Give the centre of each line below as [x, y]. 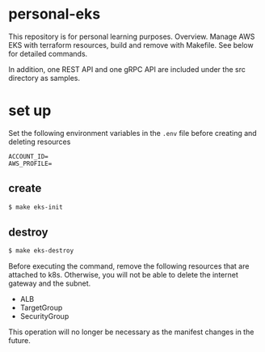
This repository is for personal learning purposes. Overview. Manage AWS [132, 36]
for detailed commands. [48, 53]
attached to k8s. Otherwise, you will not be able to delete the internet [123, 275]
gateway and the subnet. [50, 283]
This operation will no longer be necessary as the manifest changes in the [131, 332]
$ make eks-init [36, 207]
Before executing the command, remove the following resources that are [129, 266]
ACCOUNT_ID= [28, 156]
